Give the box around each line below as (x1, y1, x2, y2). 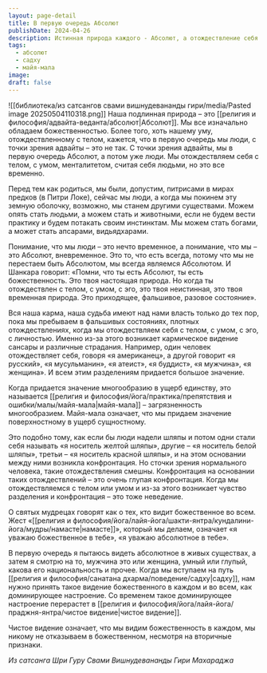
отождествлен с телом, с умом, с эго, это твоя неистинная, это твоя (8, 284, 243, 294)
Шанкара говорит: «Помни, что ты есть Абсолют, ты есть (8, 267, 204, 276)
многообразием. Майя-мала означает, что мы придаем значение (8, 408, 232, 418)
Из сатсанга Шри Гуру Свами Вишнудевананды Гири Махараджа (8, 655, 234, 665)
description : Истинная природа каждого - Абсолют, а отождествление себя (8, 34, 259, 42)
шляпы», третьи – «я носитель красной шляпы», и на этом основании (8, 449, 246, 459)
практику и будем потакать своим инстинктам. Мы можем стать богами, (8, 217, 258, 228)
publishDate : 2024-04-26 (8, 26, 91, 34)
